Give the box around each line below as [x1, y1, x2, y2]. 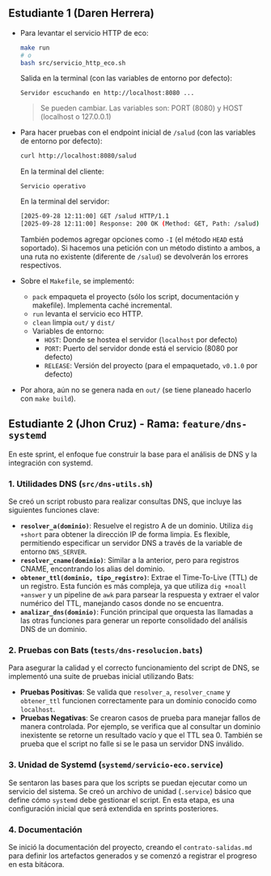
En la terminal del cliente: [19, 166, 104, 177]
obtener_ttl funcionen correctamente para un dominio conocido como [19, 696, 257, 706]
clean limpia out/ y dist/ [32, 318, 116, 328]
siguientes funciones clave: [8, 505, 100, 515]
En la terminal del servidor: [19, 196, 110, 206]
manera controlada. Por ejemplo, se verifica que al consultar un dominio [19, 722, 261, 732]
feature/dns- [181, 419, 248, 431]
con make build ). [19, 393, 77, 404]
